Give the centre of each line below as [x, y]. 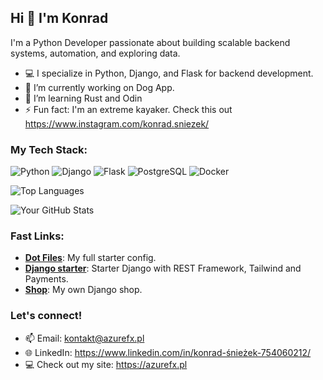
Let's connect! [46, 316]
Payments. [46, 279]
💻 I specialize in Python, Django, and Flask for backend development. [169, 73]
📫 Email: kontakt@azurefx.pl [84, 338]
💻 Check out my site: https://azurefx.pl [106, 364]
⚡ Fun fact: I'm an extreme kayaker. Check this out [128, 109]
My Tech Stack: [49, 149]
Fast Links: [37, 236]
